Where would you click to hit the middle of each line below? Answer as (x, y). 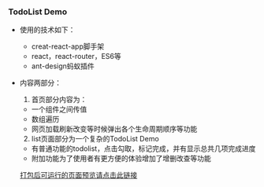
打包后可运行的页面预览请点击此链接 (78, 175)
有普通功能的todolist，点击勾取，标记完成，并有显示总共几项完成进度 (143, 148)
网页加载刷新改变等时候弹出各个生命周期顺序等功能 (114, 129)
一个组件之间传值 (59, 109)
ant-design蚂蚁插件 (63, 66)
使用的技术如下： (47, 30)
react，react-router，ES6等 (76, 57)
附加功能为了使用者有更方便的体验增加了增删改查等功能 (121, 159)
